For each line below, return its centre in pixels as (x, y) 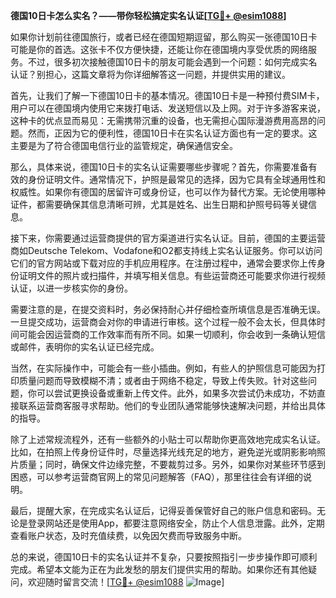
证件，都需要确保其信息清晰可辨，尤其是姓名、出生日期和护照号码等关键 (159, 204)
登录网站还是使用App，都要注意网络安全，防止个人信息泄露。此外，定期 (176, 523)
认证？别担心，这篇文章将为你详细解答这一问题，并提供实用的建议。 (150, 74)
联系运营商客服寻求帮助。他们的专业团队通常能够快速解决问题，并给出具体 (172, 405)
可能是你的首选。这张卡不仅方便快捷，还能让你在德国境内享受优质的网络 (159, 49)
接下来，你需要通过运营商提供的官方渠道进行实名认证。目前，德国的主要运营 (168, 238)
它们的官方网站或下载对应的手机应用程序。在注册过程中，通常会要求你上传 (163, 263)
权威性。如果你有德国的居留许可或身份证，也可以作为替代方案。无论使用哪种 (168, 192)
